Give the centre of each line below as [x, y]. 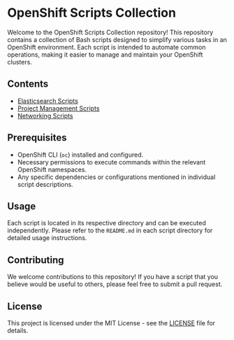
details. [18, 331]
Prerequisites [37, 138]
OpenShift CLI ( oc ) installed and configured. [80, 155]
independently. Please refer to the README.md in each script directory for [110, 231]
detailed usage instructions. [47, 238]
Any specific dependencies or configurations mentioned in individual [116, 177]
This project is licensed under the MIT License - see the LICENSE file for [111, 323]
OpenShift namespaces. [52, 169]
